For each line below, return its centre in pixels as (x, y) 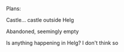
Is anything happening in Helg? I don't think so (62, 43)
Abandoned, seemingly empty (43, 31)
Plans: (14, 9)
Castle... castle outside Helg (40, 20)
